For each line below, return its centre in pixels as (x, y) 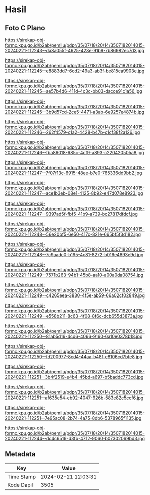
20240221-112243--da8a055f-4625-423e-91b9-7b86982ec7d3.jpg (75, 51)
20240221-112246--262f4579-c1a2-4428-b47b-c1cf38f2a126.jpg (73, 132)
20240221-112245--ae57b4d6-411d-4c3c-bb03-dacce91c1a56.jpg (74, 91)
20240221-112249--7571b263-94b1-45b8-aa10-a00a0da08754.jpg (74, 275)
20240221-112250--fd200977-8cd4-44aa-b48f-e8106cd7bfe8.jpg (74, 357)
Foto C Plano (25, 28)
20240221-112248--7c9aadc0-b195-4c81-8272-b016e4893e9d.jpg (74, 255)
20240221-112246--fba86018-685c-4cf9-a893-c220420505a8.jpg (75, 153)
